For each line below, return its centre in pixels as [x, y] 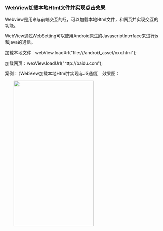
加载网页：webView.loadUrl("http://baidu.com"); [54, 63]
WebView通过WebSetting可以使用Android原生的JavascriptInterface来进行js [82, 36]
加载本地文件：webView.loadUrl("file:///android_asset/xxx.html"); [71, 53]
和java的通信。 [20, 42]
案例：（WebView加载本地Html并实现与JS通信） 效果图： [63, 74]
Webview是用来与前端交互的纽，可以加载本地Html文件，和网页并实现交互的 [82, 19]
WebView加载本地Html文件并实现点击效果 [55, 7]
